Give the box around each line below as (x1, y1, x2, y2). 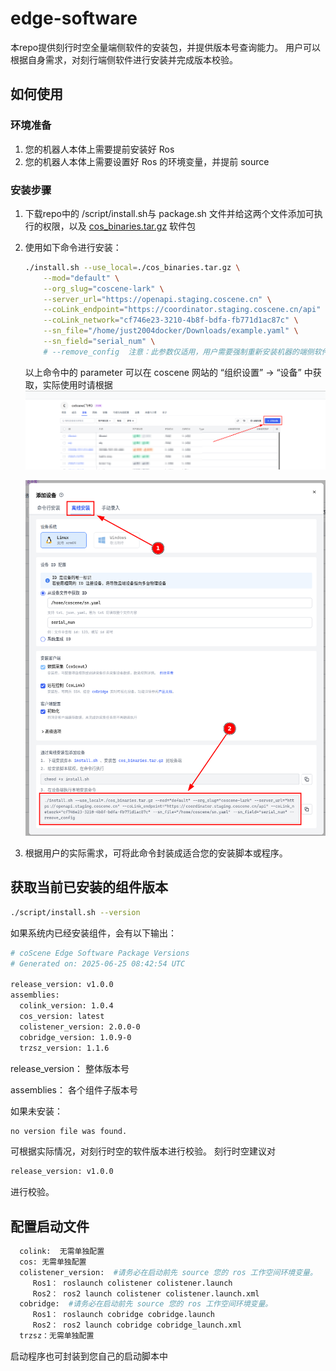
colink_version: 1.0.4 (19, 1001, 114, 1011)
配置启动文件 (10, 1218, 90, 1235)
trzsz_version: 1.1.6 (19, 1043, 110, 1053)
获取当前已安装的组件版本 (10, 879, 168, 896)
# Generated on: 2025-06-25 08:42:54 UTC (10, 958, 186, 969)
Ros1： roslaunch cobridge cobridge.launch (32, 1310, 215, 1320)
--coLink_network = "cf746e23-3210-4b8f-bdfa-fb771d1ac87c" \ (43, 315, 299, 326)
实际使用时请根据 (42, 378, 113, 391)
